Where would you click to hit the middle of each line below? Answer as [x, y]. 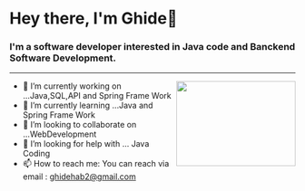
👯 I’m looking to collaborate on [79, 125]
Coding [36, 154]
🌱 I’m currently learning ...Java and [88, 105]
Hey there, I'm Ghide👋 [93, 19]
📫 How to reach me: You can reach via [96, 164]
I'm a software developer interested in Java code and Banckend [152, 47]
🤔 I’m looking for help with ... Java [86, 144]
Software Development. [63, 58]
